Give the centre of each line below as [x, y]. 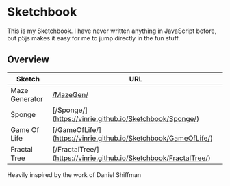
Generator [27, 98]
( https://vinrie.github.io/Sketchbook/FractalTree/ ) [131, 158]
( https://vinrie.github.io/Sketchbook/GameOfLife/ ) [133, 138]
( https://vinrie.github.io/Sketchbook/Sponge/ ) [126, 118]
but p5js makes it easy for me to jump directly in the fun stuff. [93, 38]
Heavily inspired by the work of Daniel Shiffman [74, 174]
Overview [28, 60]
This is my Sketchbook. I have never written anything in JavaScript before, [112, 31]
